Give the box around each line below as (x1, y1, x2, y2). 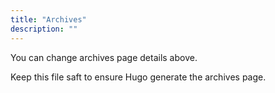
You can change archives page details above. (10, 51, 198, 63)
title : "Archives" (10, 14, 87, 25)
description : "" (10, 24, 78, 34)
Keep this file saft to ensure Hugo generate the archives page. (10, 71, 267, 83)
